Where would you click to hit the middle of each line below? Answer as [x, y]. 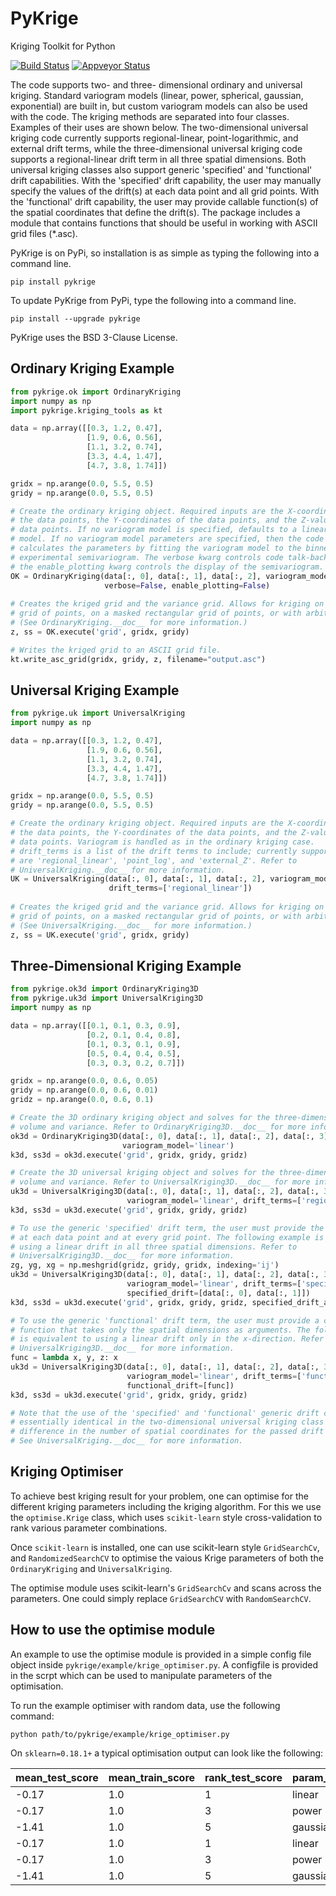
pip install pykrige [53, 282]
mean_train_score [152, 1777]
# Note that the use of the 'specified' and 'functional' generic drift [165, 1413]
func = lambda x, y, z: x [64, 1358]
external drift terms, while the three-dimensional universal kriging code [156, 148]
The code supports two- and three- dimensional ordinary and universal [156, 84]
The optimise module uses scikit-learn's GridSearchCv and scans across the [166, 1588]
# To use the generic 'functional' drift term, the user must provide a [165, 1320]
